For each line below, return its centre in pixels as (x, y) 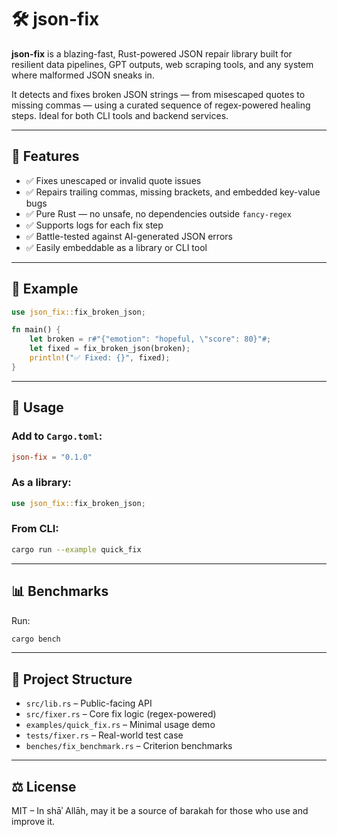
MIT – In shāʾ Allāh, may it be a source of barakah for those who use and (160, 811)
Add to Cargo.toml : (57, 436)
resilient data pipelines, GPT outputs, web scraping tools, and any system (162, 64)
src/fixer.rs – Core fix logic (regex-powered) (121, 714)
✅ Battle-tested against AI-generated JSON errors (129, 236)
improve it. (33, 822)
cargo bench (36, 639)
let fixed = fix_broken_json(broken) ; (110, 349)
